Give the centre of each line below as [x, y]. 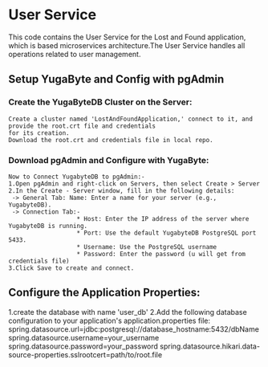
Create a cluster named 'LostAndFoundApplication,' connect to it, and [130, 119]
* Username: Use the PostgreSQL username [147, 247]
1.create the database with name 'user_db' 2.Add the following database [128, 312]
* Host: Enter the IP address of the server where [163, 218]
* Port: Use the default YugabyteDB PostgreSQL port [166, 233]
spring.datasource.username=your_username [84, 337]
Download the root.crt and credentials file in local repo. [111, 140]
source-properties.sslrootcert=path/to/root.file [85, 354]
